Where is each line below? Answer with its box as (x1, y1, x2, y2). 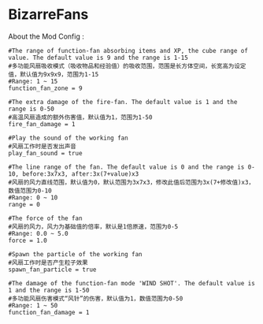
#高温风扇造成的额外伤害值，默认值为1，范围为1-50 (8, 113, 153, 121)
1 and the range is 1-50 (8, 286, 90, 294)
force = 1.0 (8, 236, 47, 244)
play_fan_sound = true (8, 149, 83, 157)
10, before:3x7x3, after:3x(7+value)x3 (8, 169, 139, 178)
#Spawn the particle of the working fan (8, 250, 143, 258)
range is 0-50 (8, 105, 55, 113)
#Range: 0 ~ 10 (8, 193, 58, 202)
